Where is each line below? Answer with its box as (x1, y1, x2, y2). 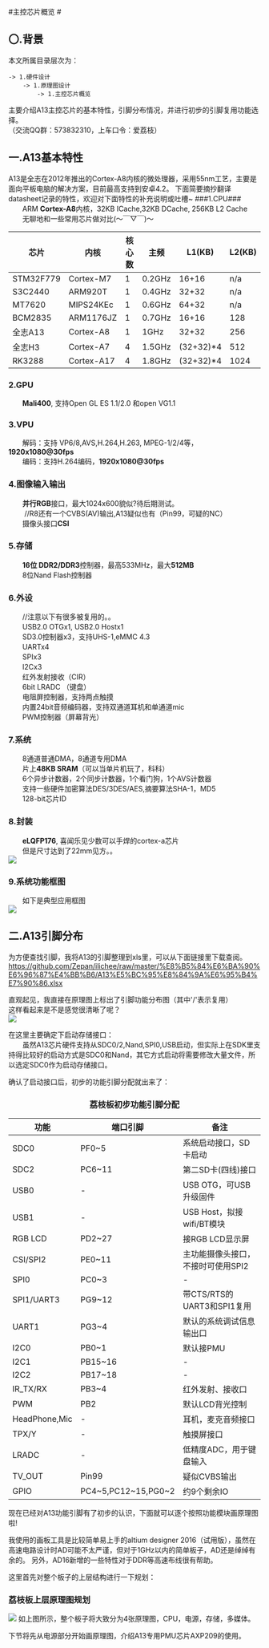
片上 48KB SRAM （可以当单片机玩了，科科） (22, 764, 170, 774)
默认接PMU (183, 1342, 226, 1354)
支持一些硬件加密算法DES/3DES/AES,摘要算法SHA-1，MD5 (22, 784, 216, 794)
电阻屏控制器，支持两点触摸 (22, 692, 114, 702)
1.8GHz (142, 355, 171, 366)
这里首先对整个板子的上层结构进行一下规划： (8, 1573, 156, 1582)
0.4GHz (142, 285, 171, 297)
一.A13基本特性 (8, 151, 84, 164)
